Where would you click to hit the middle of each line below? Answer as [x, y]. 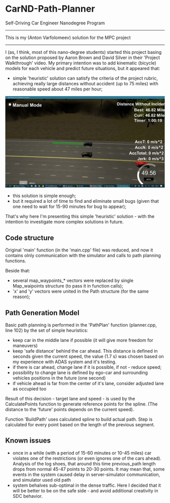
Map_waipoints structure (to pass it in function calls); [68, 286]
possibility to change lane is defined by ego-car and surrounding [80, 372]
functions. [16, 261]
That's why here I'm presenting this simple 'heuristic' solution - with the [80, 216]
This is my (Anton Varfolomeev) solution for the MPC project [68, 37]
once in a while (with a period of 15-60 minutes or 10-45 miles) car [82, 453]
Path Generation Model [42, 313]
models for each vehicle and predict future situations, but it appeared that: [83, 68]
